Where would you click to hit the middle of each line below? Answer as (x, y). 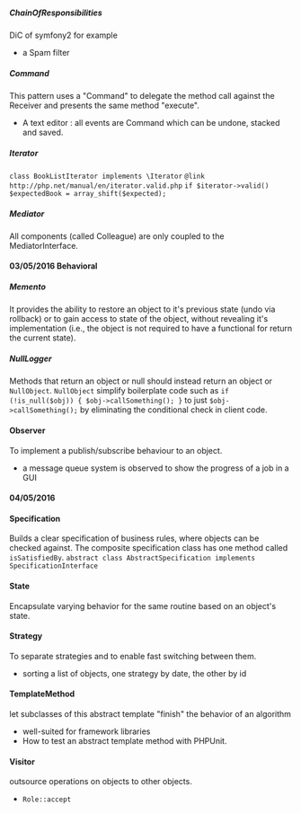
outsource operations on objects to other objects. (101, 782)
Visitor (22, 761)
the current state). (43, 338)
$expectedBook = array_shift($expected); (88, 193)
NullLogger (31, 358)
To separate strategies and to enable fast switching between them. (133, 656)
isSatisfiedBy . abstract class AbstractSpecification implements (133, 558)
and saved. (43, 132)
